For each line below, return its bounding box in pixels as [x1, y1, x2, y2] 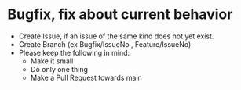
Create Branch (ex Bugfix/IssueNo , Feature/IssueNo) [18, 39, 192, 49]
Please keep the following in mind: [18, 48, 130, 57]
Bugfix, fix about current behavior [7, 5, 233, 23]
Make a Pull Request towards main [30, 73, 142, 82]
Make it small [30, 56, 74, 66]
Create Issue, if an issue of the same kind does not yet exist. [18, 31, 214, 41]
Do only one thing [30, 64, 88, 74]
